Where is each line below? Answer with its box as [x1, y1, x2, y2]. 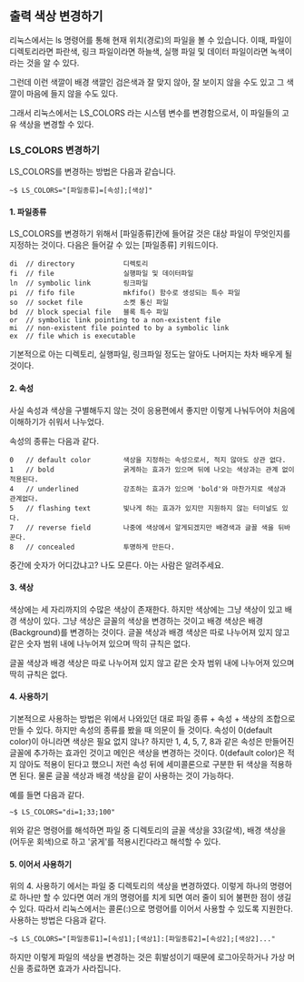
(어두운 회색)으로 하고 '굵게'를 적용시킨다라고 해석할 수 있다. [9, 835, 221, 846]
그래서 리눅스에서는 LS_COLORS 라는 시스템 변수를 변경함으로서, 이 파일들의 [9, 107, 280, 118]
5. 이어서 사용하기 [9, 858, 73, 869]
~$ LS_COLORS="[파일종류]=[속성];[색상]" [9, 186, 153, 196]
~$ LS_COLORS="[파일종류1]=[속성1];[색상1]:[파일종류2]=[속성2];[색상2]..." [9, 935, 276, 944]
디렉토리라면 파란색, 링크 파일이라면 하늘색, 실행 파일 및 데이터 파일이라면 [9, 46, 269, 56]
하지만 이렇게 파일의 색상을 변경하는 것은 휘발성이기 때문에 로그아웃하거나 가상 [9, 952, 286, 963]
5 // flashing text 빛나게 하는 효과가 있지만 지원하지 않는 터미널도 [9, 503, 279, 512]
